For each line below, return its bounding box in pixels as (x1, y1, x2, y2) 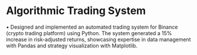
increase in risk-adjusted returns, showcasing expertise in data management (6, 36, 191, 43)
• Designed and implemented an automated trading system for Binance (6, 23, 178, 30)
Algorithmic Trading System (6, 4, 146, 18)
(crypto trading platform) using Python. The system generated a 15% (6, 29, 172, 36)
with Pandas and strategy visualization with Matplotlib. (6, 42, 138, 49)
